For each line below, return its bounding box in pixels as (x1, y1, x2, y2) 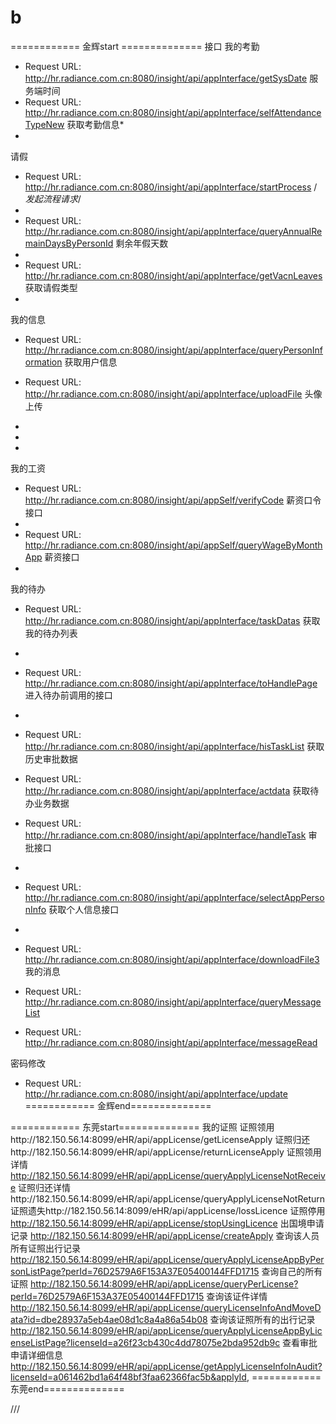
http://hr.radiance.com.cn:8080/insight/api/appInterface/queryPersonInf (24, 344, 324, 356)
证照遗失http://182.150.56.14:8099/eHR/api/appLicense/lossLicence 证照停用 (10, 1204, 326, 1216)
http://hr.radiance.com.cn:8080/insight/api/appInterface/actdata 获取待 (24, 784, 320, 796)
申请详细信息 (10, 1349, 63, 1361)
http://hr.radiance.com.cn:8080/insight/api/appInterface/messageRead (24, 1036, 318, 1048)
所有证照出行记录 (10, 1242, 81, 1254)
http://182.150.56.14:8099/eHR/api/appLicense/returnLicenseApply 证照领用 (10, 1146, 322, 1158)
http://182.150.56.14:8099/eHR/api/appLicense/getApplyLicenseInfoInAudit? (10, 1360, 323, 1372)
